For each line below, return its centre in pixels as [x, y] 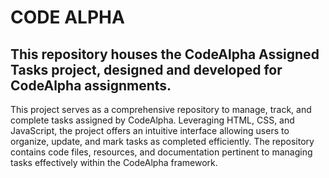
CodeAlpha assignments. [91, 85]
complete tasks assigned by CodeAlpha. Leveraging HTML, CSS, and [152, 120]
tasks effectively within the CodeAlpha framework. [114, 162]
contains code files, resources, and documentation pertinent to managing [161, 152]
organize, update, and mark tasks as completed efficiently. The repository [162, 141]
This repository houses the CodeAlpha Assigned [165, 54]
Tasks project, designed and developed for [146, 69]
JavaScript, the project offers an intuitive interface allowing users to [150, 130]
